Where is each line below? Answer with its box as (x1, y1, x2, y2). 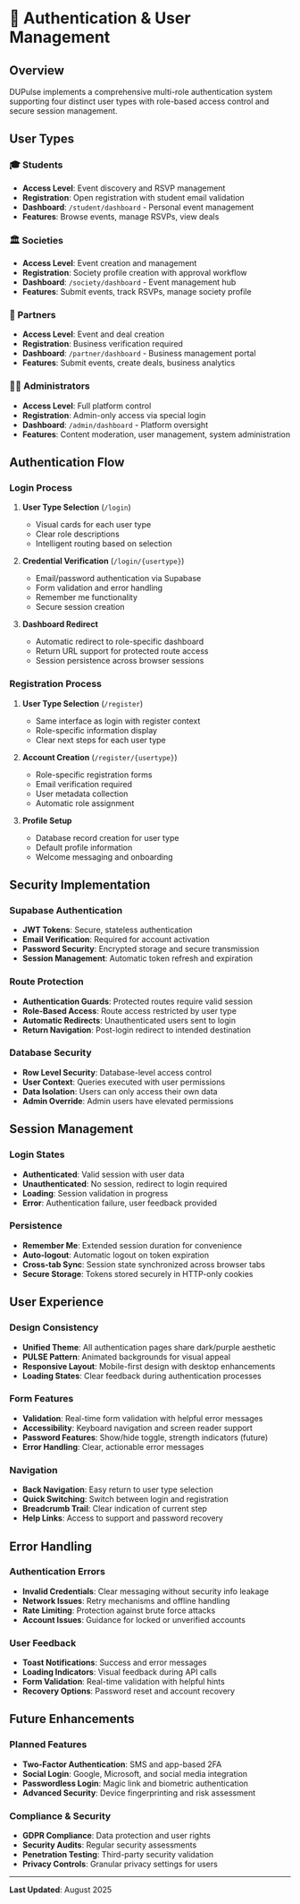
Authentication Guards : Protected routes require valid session (21, 996, 253, 1007)
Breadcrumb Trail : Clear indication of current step (21, 1504, 208, 1514)
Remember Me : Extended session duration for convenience (21, 1239, 243, 1250)
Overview (9, 63, 65, 78)
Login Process (9, 481, 73, 493)
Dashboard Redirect (21, 619, 98, 630)
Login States (9, 1148, 65, 1161)
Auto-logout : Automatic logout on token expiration (21, 1249, 210, 1260)
